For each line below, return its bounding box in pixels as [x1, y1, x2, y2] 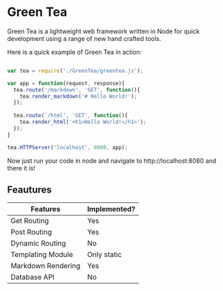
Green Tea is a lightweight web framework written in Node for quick [7, 27, 200, 35]
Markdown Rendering [10, 261, 81, 271]
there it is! [7, 164, 36, 172]
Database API [10, 272, 55, 282]
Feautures [7, 184, 52, 195]
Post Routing [10, 227, 52, 237]
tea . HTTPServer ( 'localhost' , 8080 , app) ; [7, 143, 128, 151]
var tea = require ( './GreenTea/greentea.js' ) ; [7, 67, 144, 74]
